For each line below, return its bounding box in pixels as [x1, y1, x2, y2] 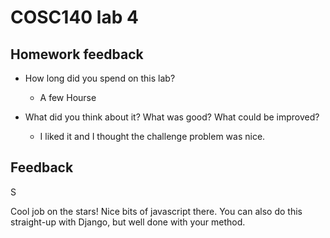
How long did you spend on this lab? [24, 72, 176, 84]
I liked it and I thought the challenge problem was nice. [39, 131, 266, 142]
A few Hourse [39, 92, 97, 103]
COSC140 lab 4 [10, 6, 139, 29]
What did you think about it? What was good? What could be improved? [24, 111, 320, 123]
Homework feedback [10, 46, 144, 63]
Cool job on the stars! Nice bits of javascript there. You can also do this [10, 205, 303, 217]
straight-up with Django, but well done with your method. [10, 216, 246, 228]
